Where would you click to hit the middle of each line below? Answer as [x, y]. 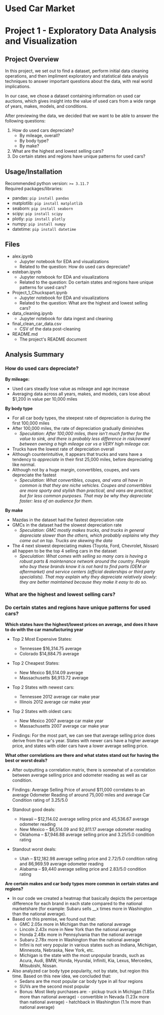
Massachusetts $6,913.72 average [54, 678]
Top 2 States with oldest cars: [42, 711]
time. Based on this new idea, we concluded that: [61, 976]
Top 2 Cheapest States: [36, 663]
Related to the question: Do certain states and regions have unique [86, 282]
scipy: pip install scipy [37, 213]
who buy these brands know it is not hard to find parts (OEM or [83, 566]
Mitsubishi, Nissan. [38, 965]
